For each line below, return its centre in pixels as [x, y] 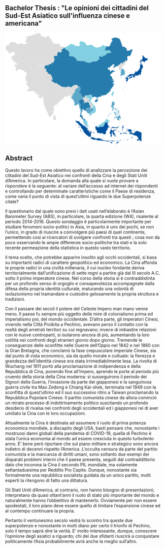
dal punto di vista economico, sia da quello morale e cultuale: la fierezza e [80, 355]
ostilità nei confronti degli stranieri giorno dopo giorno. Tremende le [74, 340]
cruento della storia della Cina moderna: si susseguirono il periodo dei [76, 377]
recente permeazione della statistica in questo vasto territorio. [68, 248]
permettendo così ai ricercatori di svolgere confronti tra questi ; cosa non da [82, 237]
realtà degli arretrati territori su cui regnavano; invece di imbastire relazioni [81, 329]
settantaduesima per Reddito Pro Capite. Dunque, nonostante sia [71, 470]
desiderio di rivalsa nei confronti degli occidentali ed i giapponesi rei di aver [82, 408]
